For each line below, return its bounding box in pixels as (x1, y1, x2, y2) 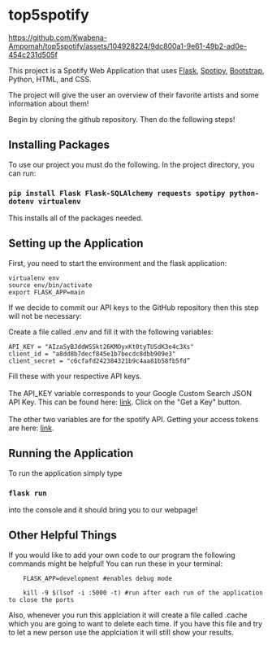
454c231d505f (8, 50, 58, 59)
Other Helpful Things (8, 529, 118, 543)
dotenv (8, 197, 35, 206)
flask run (8, 488, 47, 498)
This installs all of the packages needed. (8, 213, 144, 223)
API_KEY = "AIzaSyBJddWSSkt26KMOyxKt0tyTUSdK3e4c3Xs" (8, 342, 195, 351)
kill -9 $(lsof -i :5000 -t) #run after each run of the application (23, 588, 264, 597)
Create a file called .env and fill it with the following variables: (8, 327, 214, 337)
